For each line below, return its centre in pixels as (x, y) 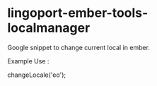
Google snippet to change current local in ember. (79, 47)
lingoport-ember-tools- (78, 13)
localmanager (49, 28)
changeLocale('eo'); (36, 75)
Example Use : (28, 61)
